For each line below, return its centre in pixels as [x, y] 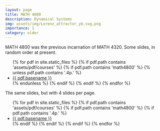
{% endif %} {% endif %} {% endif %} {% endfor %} [66, 124]
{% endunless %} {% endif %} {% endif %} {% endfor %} [71, 83]
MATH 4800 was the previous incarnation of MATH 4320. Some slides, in [80, 47]
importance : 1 [20, 28]
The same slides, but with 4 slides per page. [50, 93]
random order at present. [31, 52]
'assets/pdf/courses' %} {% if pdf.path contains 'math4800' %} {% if [83, 108]
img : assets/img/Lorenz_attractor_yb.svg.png [53, 24]
